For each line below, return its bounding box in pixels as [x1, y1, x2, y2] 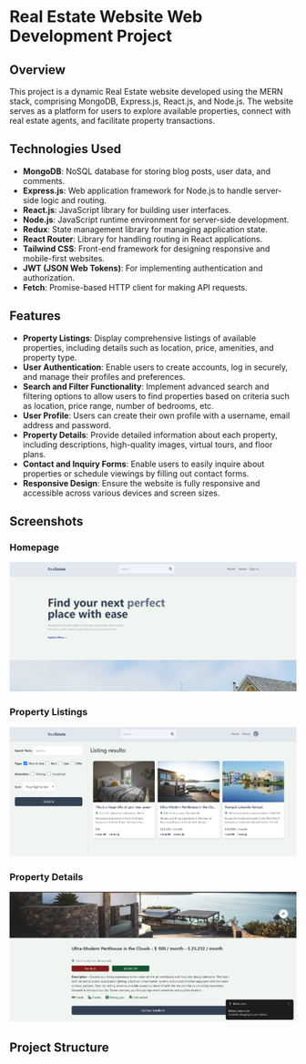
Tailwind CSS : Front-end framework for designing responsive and [22, 243, 270, 254]
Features [9, 308, 61, 324]
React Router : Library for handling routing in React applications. [22, 233, 263, 244]
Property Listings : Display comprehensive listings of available [22, 332, 257, 343]
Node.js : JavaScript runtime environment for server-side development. [22, 214, 290, 225]
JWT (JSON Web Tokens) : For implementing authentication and [22, 262, 263, 273]
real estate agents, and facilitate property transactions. [9, 116, 216, 126]
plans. [22, 448, 46, 459]
